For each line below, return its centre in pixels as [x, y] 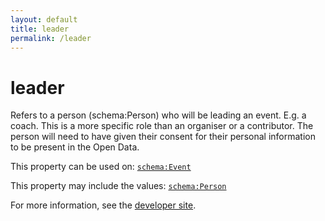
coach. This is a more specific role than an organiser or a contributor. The [162, 126]
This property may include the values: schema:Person [118, 186]
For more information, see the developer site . [103, 205]
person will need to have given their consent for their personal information [163, 137]
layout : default [44, 19]
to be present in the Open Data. [75, 147]
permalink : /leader [51, 38]
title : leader [40, 29]
